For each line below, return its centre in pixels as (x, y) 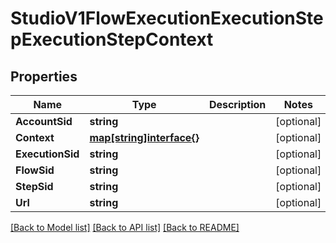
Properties (44, 76)
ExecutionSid (47, 154)
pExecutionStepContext (112, 39)
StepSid (34, 186)
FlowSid (35, 170)
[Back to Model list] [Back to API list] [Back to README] (125, 227)
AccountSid (44, 121)
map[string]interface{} (144, 137)
